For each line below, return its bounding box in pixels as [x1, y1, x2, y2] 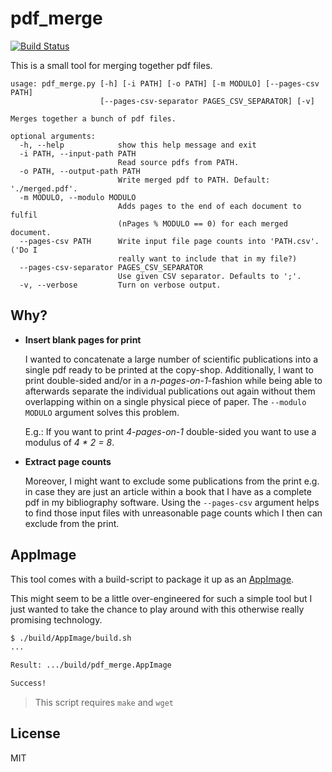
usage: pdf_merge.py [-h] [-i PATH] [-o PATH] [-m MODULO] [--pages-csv [10, 78, 320, 89]
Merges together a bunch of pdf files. [10, 113, 177, 124]
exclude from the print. [24, 517, 120, 529]
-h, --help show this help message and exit [19, 140, 257, 150]
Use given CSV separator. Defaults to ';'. [117, 271, 302, 281]
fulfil [10, 210, 38, 220]
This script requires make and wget [34, 697, 174, 709]
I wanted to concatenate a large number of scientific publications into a [24, 353, 319, 365]
